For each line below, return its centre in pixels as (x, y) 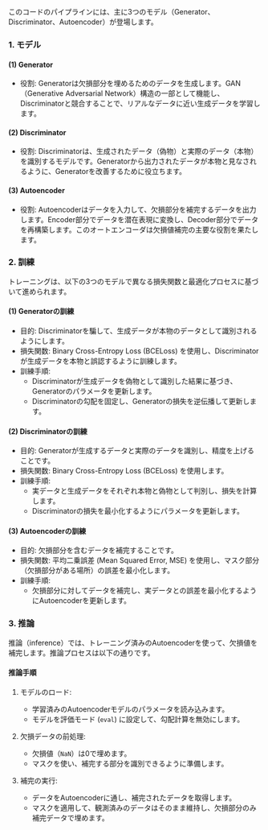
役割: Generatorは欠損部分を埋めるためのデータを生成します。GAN (130, 84)
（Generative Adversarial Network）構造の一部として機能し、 (122, 93)
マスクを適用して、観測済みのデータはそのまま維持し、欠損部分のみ (144, 807)
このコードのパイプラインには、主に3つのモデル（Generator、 (112, 12)
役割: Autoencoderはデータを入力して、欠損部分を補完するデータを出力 (138, 209)
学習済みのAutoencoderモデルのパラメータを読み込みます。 (130, 709)
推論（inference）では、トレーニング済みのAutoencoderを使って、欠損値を (133, 642)
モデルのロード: (46, 692)
